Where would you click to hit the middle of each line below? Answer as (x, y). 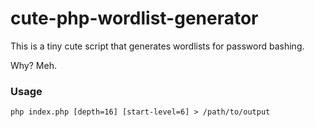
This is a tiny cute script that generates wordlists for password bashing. (157, 46)
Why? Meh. (33, 65)
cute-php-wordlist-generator (134, 18)
